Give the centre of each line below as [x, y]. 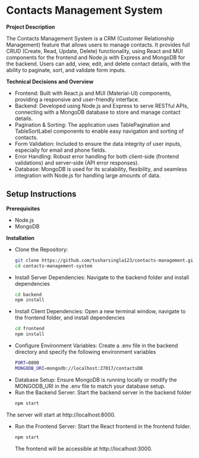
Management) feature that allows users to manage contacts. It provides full [98, 45]
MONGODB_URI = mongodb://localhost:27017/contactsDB [79, 368]
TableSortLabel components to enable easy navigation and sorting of [99, 131]
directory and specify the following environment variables [85, 352]
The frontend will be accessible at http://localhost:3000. [83, 448]
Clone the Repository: [41, 249]
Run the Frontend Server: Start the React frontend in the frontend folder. [103, 426]
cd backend [28, 295]
